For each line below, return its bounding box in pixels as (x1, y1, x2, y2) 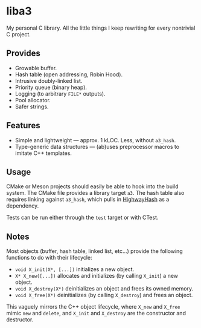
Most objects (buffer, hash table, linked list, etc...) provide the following (6, 248, 183, 255)
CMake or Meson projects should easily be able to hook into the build (6, 183, 179, 190)
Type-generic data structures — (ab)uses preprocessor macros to (14, 143, 180, 150)
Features (6, 120, 40, 131)
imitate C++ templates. (14, 149, 72, 157)
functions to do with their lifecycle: (6, 254, 92, 261)
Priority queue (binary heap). (14, 84, 88, 91)
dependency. (6, 202, 39, 209)
